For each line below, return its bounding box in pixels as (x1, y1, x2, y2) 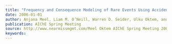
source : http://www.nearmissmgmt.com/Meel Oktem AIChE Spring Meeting (5, 26, 159, 31)
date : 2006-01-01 (5, 12, 42, 17)
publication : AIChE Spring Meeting (5, 21, 81, 27)
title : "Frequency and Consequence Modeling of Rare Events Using (5, 7, 150, 13)
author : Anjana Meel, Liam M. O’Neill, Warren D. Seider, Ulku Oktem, (5, 17, 159, 22)
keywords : (5, 31, 27, 36)
